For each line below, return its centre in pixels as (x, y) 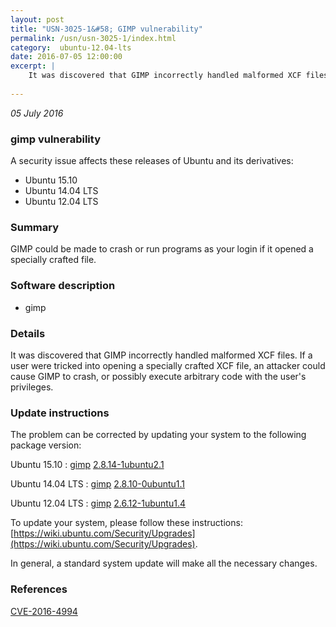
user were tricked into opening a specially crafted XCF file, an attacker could (168, 365)
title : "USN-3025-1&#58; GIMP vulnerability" (106, 29)
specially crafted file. (53, 260)
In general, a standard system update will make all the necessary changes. (164, 563)
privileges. (32, 387)
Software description (63, 286)
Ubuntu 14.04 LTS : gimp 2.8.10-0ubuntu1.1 (98, 484)
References (39, 589)
